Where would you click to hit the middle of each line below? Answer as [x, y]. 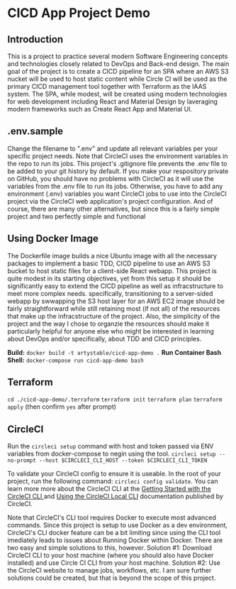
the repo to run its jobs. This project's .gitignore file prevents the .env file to [117, 163]
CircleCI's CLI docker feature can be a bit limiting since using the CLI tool [114, 533]
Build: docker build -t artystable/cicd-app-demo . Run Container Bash [114, 352]
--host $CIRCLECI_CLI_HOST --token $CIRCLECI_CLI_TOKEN [123, 461]
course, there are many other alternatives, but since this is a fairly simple [113, 209]
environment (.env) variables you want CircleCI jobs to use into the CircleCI [117, 194]
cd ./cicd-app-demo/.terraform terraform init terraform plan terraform [115, 400]
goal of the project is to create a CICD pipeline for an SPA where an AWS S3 [118, 71]
